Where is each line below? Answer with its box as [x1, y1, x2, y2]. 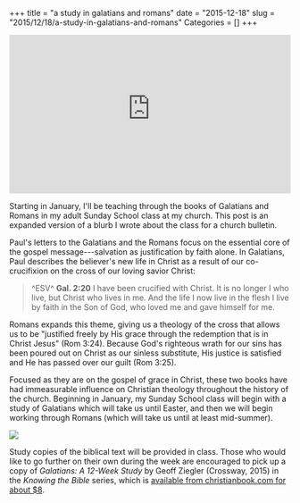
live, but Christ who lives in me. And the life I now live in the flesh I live [30, 292, 289, 303]
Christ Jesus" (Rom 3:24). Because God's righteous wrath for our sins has [9, 338, 283, 348]
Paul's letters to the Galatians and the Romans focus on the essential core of [9, 237, 290, 247]
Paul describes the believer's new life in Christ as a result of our [9, 256, 244, 266]
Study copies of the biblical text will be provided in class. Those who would [9, 446, 287, 457]
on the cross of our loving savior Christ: [50, 265, 196, 276]
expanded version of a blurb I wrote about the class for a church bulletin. [9, 219, 278, 231]
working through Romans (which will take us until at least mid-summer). [9, 412, 273, 423]
